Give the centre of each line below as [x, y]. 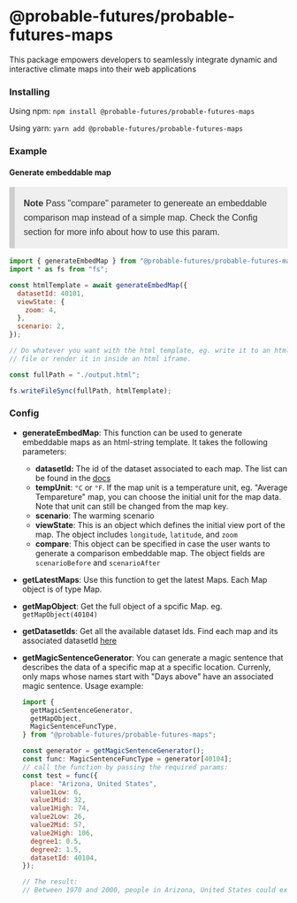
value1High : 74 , [60, 808]
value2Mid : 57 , [58, 825]
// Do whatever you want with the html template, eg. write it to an [140, 351]
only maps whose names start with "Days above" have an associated [148, 676]
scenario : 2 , [41, 326]
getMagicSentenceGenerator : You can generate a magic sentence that [152, 657]
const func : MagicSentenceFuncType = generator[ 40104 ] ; [127, 759]
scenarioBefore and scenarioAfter [98, 562]
